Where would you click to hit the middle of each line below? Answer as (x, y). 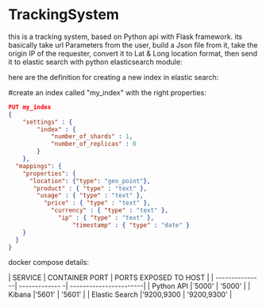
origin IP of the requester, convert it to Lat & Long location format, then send (133, 53)
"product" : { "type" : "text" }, (90, 188)
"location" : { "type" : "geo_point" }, (90, 181)
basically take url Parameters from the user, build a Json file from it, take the (133, 44)
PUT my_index (30, 107)
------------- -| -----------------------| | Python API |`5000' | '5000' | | (135, 286)
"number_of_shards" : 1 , (92, 136)
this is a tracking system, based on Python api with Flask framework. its (125, 36)
